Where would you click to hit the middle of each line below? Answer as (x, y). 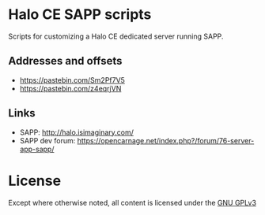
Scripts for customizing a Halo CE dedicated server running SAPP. (116, 36)
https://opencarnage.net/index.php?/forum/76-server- (166, 140)
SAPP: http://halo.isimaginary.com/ (77, 132)
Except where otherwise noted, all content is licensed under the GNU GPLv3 (132, 202)
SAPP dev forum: (47, 140)
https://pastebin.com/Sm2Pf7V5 (72, 80)
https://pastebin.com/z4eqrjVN (70, 88)
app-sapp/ (37, 149)
